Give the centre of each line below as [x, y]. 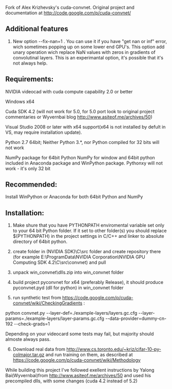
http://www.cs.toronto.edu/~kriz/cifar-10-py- [114, 349]
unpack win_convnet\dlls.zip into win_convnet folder [68, 272]
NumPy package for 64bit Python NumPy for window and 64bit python [80, 157]
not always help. [30, 63]
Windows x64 [20, 101]
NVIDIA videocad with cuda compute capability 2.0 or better [69, 91]
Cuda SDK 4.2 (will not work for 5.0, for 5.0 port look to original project [80, 111]
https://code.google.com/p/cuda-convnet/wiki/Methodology [77, 360]
